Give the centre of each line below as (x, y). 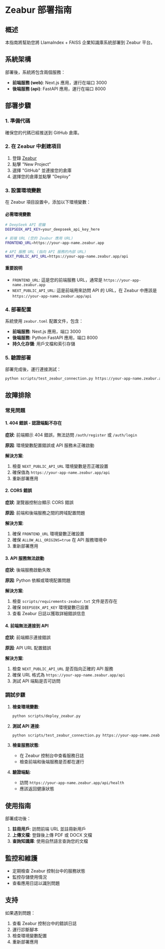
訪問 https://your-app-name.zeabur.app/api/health (72, 783)
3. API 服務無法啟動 (25, 558)
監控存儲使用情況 (29, 877)
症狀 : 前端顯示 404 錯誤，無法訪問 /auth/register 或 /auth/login (71, 434)
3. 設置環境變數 (23, 190)
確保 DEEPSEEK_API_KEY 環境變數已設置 (51, 607)
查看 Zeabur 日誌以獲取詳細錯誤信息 (49, 614)
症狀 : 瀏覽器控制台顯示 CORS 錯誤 (39, 502)
